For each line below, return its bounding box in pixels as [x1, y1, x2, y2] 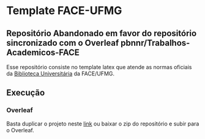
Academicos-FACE [6, 47, 80, 58]
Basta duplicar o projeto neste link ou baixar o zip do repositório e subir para [6, 120, 199, 127]
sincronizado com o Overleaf [6, 37, 119, 48]
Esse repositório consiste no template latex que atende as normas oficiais [6, 64, 192, 70]
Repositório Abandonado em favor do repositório [6, 28, 197, 39]
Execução [6, 88, 45, 98]
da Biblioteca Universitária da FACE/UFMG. [6, 70, 115, 77]
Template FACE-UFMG [6, 4, 122, 18]
